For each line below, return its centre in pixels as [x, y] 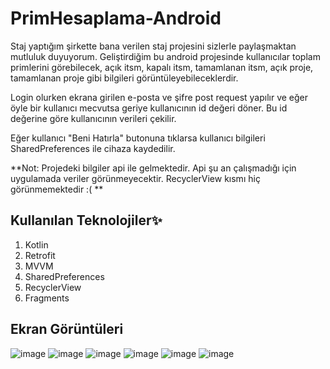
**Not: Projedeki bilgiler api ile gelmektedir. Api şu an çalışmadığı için [153, 168]
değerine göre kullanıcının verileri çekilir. [93, 118]
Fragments [47, 298]
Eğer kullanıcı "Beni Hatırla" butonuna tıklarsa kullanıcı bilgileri [138, 138]
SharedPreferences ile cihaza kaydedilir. [93, 148]
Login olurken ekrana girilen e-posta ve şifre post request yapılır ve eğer [159, 97]
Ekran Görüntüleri [67, 329]
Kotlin [36, 244]
